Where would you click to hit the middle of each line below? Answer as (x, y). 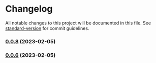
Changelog (29, 9)
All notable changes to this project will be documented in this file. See (78, 23)
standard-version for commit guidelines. (47, 28)
